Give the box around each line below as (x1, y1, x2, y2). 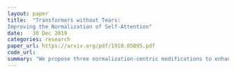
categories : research (7, 36, 71, 43)
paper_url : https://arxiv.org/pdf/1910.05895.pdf (7, 42, 156, 49)
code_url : (7, 49, 37, 56)
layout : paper (7, 10, 49, 17)
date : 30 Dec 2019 (7, 29, 68, 37)
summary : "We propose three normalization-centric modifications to (7, 56, 212, 63)
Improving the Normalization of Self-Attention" (7, 23, 152, 30)
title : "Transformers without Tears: (7, 17, 121, 24)
